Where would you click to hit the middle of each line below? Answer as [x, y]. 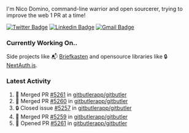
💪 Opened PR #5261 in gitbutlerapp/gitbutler [71, 123]
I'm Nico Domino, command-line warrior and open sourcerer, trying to [94, 9]
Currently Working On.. [42, 43]
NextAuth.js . [22, 65]
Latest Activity [29, 81]
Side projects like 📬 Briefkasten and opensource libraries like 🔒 [87, 57]
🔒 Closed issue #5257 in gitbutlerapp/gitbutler [73, 108]
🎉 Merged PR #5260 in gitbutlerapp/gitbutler [71, 101]
